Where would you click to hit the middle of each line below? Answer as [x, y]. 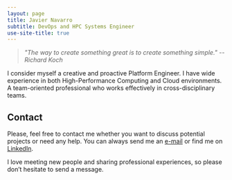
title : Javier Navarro [40, 20]
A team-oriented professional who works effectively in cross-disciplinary [111, 88]
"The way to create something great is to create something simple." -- [124, 53]
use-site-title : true [38, 33]
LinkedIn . [20, 149]
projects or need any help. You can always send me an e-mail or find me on [115, 141]
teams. [17, 96]
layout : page [26, 13]
